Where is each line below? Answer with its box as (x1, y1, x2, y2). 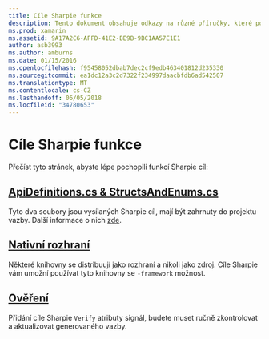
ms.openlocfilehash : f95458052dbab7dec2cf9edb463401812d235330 (8, 64, 224, 72)
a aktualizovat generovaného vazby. (8, 321, 127, 331)
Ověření (8, 292, 50, 305)
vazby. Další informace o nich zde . (8, 215, 122, 224)
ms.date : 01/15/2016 (8, 57, 78, 65)
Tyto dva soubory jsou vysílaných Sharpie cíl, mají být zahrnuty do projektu (8, 206, 257, 216)
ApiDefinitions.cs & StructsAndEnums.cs (8, 185, 219, 199)
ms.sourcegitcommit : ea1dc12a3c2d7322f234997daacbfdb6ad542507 (8, 71, 224, 79)
